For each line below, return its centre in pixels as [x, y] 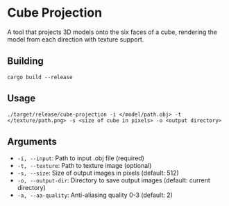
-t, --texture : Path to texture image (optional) [84, 166]
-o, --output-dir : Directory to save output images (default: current [113, 180]
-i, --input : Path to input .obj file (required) [80, 158]
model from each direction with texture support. [76, 39]
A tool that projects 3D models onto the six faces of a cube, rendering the [112, 32]
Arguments [32, 141]
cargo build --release [40, 77]
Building [25, 61]
